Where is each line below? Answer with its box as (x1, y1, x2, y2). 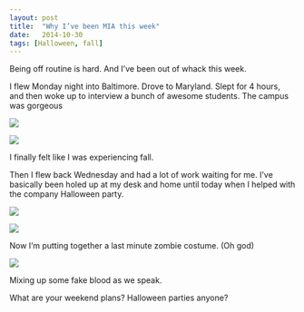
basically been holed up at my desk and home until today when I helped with (9, 179, 296, 190)
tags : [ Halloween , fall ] (9, 38, 103, 48)
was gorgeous (9, 101, 64, 112)
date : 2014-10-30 (9, 30, 83, 39)
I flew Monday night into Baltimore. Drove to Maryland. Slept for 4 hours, (9, 81, 281, 92)
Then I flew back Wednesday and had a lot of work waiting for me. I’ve (9, 170, 274, 180)
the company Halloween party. (9, 189, 124, 200)
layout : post (9, 13, 59, 23)
